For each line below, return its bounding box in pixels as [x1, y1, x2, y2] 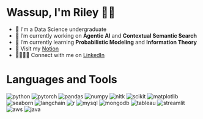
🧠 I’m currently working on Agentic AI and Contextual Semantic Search [15, 32, 197, 39]
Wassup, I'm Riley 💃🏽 [6, 5, 116, 19]
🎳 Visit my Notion [15, 45, 59, 52]
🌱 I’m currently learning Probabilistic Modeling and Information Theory [15, 38, 197, 46]
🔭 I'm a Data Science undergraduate [15, 25, 107, 33]
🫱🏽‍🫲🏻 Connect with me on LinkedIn [15, 51, 105, 58]
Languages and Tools [6, 73, 117, 87]
